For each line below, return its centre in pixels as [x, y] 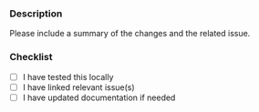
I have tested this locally [68, 76]
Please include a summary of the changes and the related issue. [130, 34]
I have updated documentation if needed [99, 97]
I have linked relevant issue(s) [78, 87]
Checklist [31, 57]
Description [36, 14]
